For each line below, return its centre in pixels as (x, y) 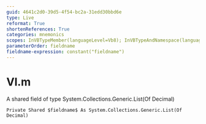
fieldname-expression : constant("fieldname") (65, 52)
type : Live (20, 18)
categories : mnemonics (35, 35)
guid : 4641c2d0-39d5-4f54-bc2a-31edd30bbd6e (64, 12)
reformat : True (26, 23)
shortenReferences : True (38, 29)
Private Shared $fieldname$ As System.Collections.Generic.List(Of (94, 110)
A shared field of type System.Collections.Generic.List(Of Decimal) (90, 99)
